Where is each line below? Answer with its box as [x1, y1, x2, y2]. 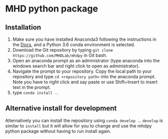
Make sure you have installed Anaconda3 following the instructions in [12, 36, 157, 42]
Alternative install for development [5, 104, 117, 113]
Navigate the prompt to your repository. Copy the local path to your [12, 68, 152, 74]
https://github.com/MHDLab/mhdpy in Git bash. [12, 52, 107, 58]
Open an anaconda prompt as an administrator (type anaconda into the [12, 58, 160, 63]
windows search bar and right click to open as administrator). [12, 63, 140, 69]
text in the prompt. [12, 84, 51, 90]
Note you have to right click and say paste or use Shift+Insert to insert [12, 79, 158, 85]
